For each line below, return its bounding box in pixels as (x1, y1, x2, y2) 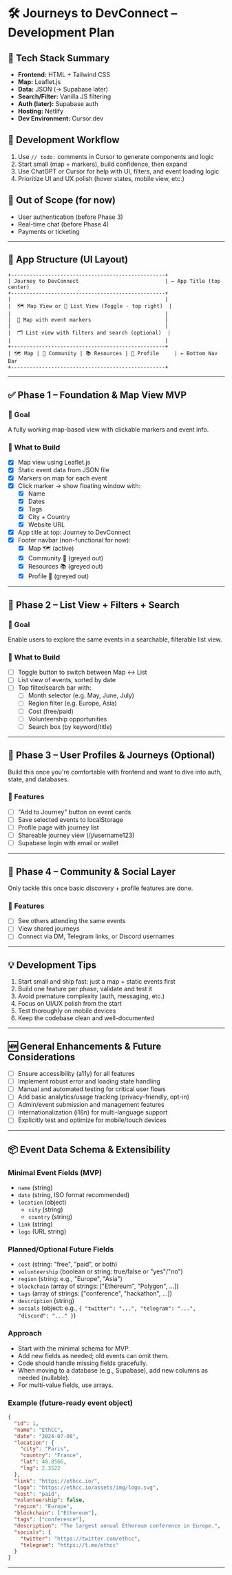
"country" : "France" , (20, 1452, 82, 1459)
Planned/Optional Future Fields (8, 1245, 114, 1254)
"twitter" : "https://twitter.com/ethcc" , (20, 1535, 140, 1542)
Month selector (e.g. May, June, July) (28, 691, 135, 699)
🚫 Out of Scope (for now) (8, 194, 116, 207)
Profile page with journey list (17, 823, 99, 832)
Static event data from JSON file (17, 466, 109, 474)
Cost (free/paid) (28, 707, 74, 715)
